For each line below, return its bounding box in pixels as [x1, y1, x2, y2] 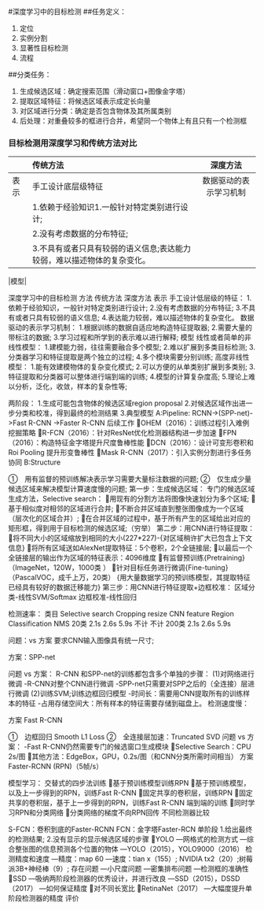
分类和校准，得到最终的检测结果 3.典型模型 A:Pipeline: [14, 409, 191, 418]
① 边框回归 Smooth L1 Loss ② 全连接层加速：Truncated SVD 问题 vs [8, 732, 246, 742]
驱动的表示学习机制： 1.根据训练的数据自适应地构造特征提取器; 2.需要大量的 [8, 323, 253, 332]
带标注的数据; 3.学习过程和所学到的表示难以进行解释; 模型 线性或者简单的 [8, 333, 245, 342]
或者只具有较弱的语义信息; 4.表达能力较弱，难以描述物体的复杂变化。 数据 [14, 313, 255, 323]
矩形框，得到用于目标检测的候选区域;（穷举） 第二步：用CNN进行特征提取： [8, 523, 255, 533]
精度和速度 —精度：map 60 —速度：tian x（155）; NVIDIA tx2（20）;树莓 [14, 854, 253, 864]
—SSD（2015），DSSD [167, 874, 240, 883]
